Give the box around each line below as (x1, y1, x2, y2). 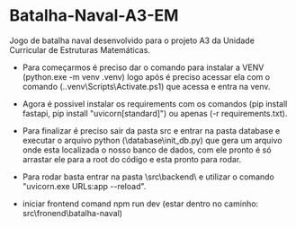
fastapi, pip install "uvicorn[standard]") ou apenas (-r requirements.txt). (22, 108, 288, 118)
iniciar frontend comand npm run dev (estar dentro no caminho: (22, 198, 259, 209)
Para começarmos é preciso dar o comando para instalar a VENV (22, 62, 265, 73)
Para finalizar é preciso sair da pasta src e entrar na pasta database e (22, 125, 281, 135)
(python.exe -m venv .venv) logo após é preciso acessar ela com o (22, 71, 271, 82)
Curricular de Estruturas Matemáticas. (9, 44, 151, 55)
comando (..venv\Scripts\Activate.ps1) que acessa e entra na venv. (22, 81, 271, 92)
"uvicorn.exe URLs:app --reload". (22, 180, 147, 191)
